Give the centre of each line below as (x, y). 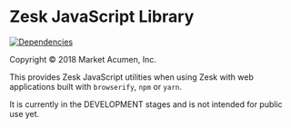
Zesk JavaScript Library (102, 17)
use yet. (25, 113)
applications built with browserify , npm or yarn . (96, 86)
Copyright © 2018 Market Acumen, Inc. (83, 59)
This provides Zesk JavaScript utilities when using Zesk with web (132, 77)
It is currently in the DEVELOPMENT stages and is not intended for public (146, 104)
